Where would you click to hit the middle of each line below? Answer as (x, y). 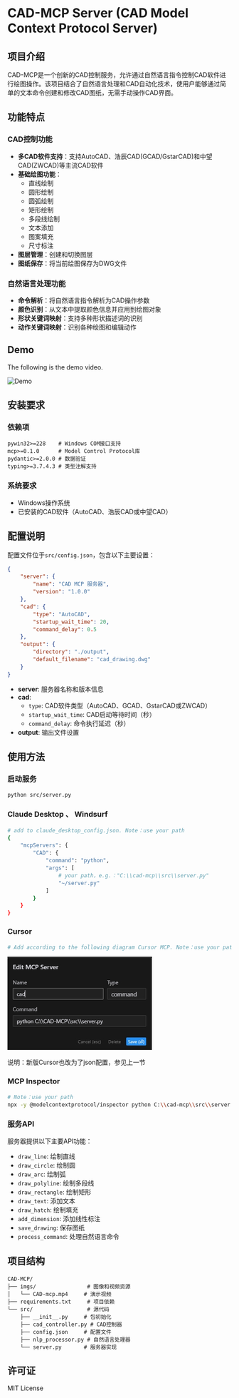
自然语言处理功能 (37, 283)
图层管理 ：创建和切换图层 (55, 254)
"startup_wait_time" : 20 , (71, 622)
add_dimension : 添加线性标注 (59, 1218)
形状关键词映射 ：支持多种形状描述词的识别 (80, 318)
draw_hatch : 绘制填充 (48, 1210)
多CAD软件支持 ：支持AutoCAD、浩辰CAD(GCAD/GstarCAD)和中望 (115, 156)
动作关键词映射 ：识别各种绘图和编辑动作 (77, 327)
